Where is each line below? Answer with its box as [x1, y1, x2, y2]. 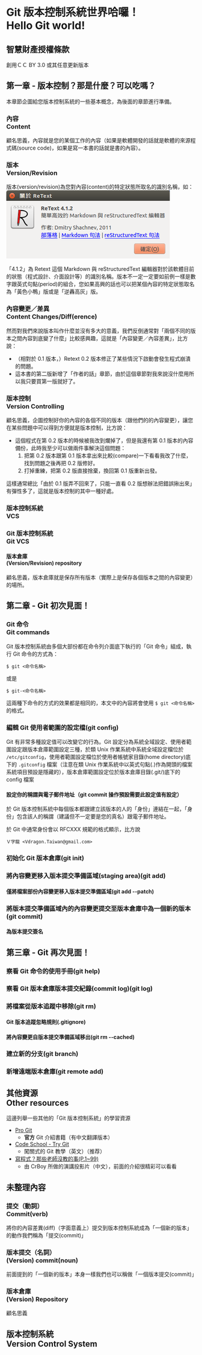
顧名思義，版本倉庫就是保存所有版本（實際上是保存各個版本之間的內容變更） [6, 574, 196, 581]
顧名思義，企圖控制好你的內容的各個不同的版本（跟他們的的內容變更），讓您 [6, 417, 194, 424]
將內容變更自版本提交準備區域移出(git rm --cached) [6, 1033, 135, 1041]
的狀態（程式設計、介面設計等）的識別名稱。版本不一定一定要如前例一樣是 [6, 273, 191, 281]
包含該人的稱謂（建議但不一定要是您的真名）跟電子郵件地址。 [16, 813, 170, 820]
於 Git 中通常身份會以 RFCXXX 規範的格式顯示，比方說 [6, 826, 141, 833]
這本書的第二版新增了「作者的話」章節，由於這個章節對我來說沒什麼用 [14, 370, 189, 377]
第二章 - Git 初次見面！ [6, 601, 90, 611]
